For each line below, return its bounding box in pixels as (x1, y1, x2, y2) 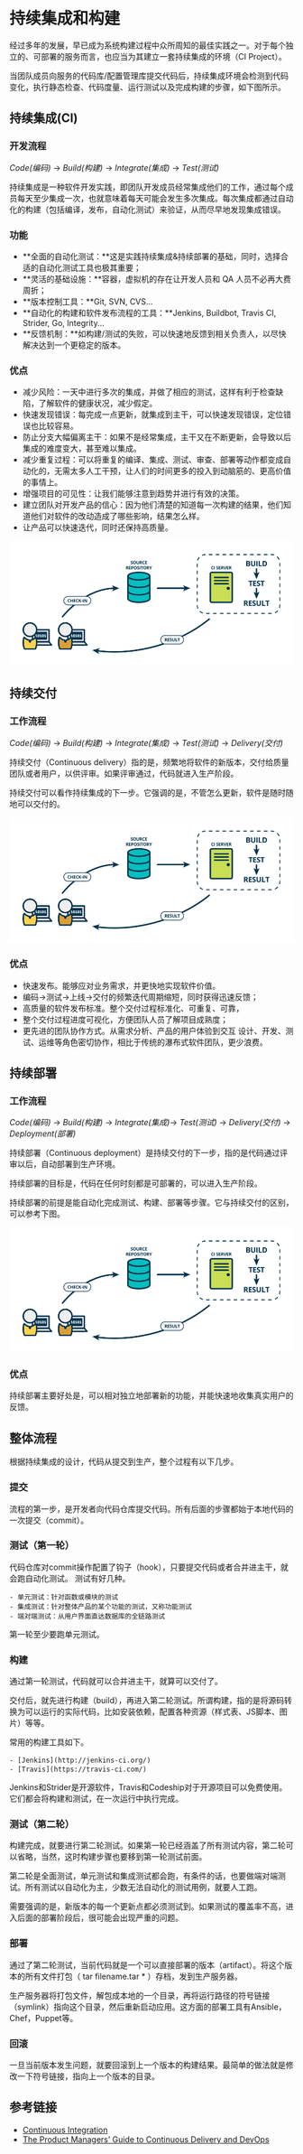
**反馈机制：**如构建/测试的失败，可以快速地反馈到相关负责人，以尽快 (22, 328, 287, 339)
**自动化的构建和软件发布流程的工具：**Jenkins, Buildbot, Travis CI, (22, 307, 277, 318)
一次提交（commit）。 (9, 1515, 88, 1525)
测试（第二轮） (9, 1818, 75, 1831)
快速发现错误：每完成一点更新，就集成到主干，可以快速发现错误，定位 (22, 409, 284, 420)
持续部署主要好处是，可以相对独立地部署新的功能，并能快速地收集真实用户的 (9, 1390, 294, 1401)
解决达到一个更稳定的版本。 (22, 340, 126, 350)
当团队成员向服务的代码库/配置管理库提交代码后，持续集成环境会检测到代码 (9, 70, 289, 81)
